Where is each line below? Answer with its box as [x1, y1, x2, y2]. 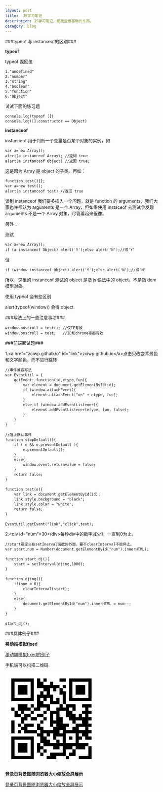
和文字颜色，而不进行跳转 [5, 357, 57, 363]
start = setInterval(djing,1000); [14, 562, 85, 567]
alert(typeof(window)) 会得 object [5, 304, 74, 310]
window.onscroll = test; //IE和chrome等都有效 [5, 331, 104, 336]
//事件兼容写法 [5, 367, 32, 373]
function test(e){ [5, 487, 43, 492]
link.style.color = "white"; [14, 502, 74, 507]
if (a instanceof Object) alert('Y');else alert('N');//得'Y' [5, 247, 135, 252]
